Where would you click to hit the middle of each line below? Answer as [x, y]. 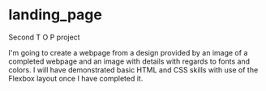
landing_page [56, 15]
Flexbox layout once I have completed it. [76, 78]
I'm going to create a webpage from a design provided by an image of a [128, 52]
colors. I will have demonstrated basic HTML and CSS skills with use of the [133, 69]
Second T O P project [44, 37]
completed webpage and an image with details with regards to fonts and [129, 61]
